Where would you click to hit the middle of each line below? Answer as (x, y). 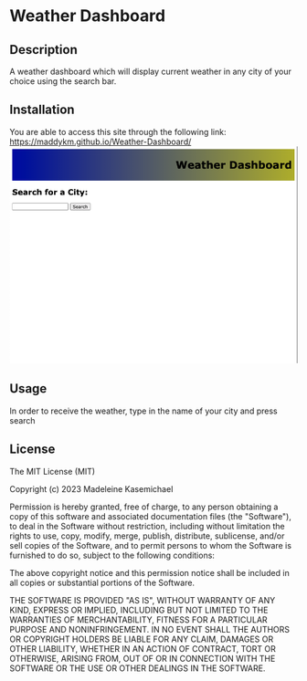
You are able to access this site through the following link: (118, 131)
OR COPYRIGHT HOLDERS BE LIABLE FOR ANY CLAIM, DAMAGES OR (142, 639)
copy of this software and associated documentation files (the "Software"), (151, 516)
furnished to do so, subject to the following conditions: (112, 555)
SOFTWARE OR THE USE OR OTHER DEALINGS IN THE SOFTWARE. (138, 668)
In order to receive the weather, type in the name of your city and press (143, 411)
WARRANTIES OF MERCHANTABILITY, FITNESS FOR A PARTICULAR (138, 619)
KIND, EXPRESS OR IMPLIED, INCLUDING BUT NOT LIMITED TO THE (139, 610)
